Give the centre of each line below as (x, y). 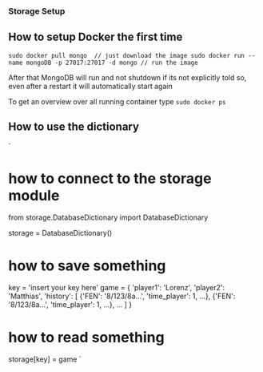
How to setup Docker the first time (96, 37)
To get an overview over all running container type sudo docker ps (117, 101)
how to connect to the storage (110, 178)
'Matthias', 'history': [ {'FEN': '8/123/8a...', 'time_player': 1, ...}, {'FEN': (122, 296)
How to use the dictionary (74, 127)
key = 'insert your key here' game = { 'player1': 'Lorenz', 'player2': (117, 288)
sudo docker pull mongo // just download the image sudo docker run (127, 55)
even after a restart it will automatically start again (91, 86)
